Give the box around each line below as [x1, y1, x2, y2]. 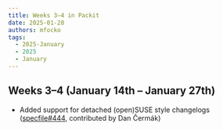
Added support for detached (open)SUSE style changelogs [19, 105, 210, 114]
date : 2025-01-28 [8, 19, 65, 27]
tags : [8, 33, 26, 42]
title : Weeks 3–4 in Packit [8, 11, 100, 20]
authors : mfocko [8, 26, 61, 34]
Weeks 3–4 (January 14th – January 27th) [8, 84, 216, 98]
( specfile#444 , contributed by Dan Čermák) [19, 113, 161, 122]
